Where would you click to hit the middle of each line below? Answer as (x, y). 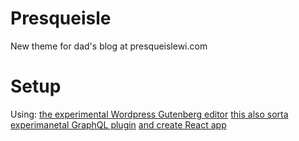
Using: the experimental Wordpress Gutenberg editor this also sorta (149, 114)
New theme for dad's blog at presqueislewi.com (109, 46)
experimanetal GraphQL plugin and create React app (118, 124)
